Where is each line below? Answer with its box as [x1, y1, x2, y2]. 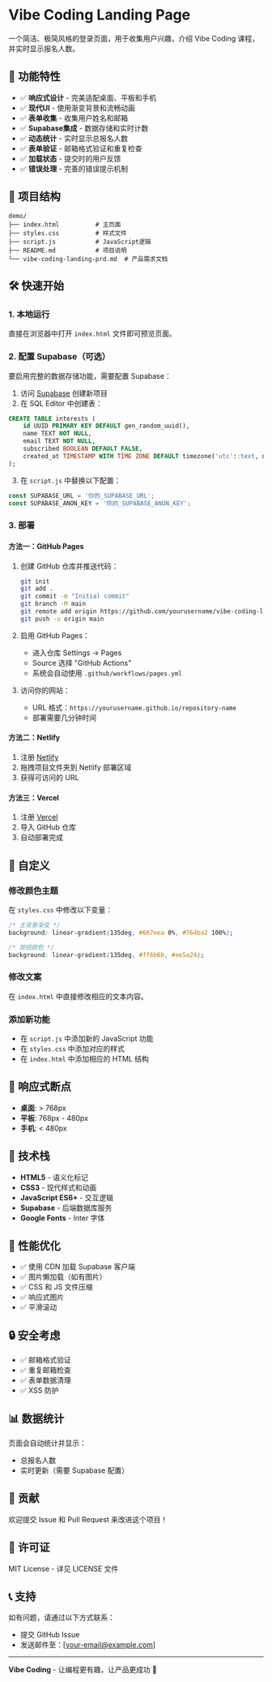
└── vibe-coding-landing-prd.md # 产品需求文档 [8, 255, 168, 263]
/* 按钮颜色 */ [8, 943, 55, 951]
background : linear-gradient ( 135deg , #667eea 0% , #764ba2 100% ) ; [8, 929, 233, 937]
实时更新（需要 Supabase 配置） [19, 1465, 130, 1475]
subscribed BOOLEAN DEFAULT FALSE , [23, 444, 143, 453]
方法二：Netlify [8, 732, 61, 743]
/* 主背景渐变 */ [8, 920, 61, 929]
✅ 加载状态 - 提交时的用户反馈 [19, 153, 121, 163]
